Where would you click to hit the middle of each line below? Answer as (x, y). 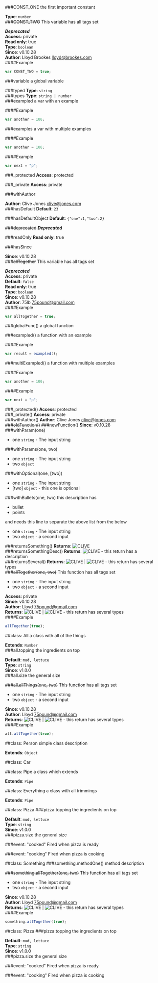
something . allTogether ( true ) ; (36, 922)
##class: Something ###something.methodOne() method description (75, 863)
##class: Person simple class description (46, 743)
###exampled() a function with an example (48, 335)
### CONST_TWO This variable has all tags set (52, 22)
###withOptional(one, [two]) (34, 473)
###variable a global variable (34, 81)
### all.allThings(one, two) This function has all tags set (61, 685)
